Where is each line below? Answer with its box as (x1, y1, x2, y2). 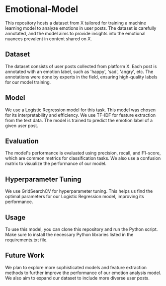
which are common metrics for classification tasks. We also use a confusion (5, 155, 161, 161)
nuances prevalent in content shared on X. (5, 36, 92, 42)
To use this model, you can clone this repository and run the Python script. (5, 226, 158, 232)
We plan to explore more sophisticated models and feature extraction (5, 264, 147, 270)
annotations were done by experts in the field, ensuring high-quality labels (5, 73, 158, 80)
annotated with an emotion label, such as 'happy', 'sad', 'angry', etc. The (5, 69, 154, 74)
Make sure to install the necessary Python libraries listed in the (5, 232, 134, 237)
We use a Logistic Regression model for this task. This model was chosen (5, 107, 156, 113)
